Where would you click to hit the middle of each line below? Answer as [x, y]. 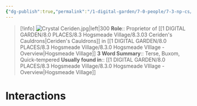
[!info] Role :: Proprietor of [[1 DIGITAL [103, 28]
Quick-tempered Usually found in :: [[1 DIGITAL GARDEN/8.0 [93, 59]
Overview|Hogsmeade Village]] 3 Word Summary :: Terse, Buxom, [100, 53]
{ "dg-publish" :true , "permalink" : [46, 11]
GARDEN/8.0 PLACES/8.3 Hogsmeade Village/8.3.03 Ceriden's [96, 34]
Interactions [36, 96]
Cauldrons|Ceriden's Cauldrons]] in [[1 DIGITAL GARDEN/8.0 [93, 41]
